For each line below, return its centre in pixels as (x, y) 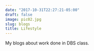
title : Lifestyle (23, 29)
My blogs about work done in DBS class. (47, 43)
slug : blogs (18, 24)
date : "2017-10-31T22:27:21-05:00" (42, 10)
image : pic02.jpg (23, 19)
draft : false (19, 15)
